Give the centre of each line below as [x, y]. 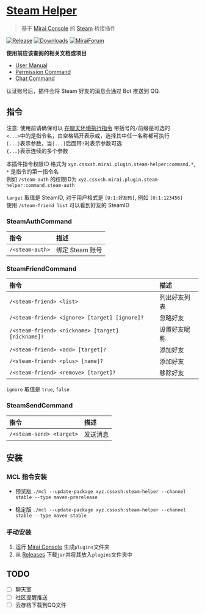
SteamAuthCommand [39, 221]
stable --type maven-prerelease [56, 498]
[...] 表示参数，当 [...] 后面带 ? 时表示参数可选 [64, 143]
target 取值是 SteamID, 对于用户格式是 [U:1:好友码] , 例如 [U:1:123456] [95, 197]
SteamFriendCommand [41, 268]
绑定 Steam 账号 [79, 250]
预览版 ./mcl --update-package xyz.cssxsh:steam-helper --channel [100, 491]
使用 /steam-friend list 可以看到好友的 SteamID [68, 205]
